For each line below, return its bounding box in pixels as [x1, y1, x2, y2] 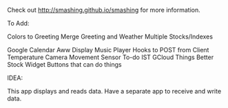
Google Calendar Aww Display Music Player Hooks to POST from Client [7, 46, 209, 54]
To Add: [7, 19, 30, 27]
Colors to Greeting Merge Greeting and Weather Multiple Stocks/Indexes [7, 32, 214, 41]
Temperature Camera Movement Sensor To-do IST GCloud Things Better [7, 53, 214, 61]
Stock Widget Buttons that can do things [7, 61, 122, 68]
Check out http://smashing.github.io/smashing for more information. [7, 6, 201, 14]
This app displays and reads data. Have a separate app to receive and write [7, 87, 222, 95]
